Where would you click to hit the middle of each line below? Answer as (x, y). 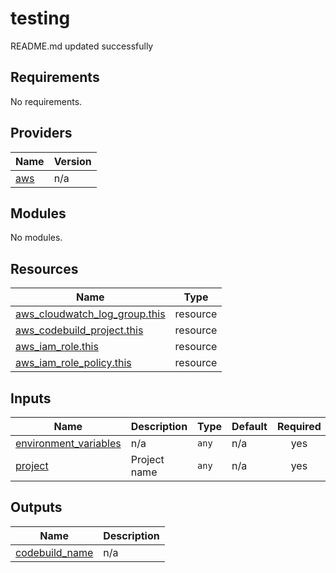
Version (72, 161)
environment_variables (68, 443)
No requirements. (46, 101)
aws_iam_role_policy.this (73, 363)
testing (40, 18)
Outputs (36, 507)
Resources (44, 268)
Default (249, 426)
